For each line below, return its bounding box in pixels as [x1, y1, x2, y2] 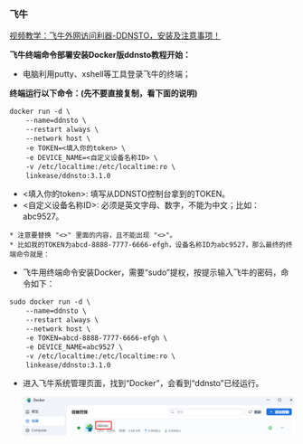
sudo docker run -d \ [9, 298, 91, 307]
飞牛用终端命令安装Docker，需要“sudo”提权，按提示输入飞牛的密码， [22, 267, 281, 278]
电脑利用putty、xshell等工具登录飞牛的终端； [22, 69, 192, 80]
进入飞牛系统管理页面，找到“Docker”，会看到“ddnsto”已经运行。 [22, 378, 264, 389]
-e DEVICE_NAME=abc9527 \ [25, 343, 124, 352]
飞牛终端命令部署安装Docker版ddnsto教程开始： [9, 50, 192, 61]
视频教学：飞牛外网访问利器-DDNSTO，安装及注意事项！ [9, 30, 222, 42]
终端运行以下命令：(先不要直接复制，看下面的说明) [9, 88, 198, 99]
